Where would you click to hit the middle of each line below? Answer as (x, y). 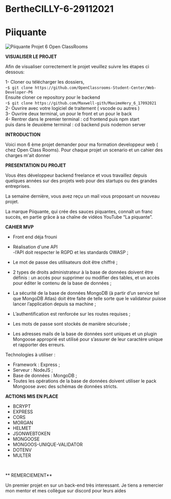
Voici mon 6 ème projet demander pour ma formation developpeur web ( (82, 145)
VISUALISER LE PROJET (31, 56)
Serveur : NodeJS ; (33, 370)
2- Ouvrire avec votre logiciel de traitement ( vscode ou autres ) (72, 108)
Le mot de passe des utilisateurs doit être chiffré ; (65, 262)
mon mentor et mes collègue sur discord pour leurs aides (66, 491)
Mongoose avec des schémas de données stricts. (65, 387)
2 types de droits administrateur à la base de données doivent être (83, 272)
